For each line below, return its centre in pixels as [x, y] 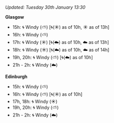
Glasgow [15, 17]
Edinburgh [16, 77]
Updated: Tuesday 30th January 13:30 [45, 7]
